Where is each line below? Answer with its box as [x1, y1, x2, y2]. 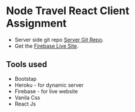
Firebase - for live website [14, 87, 78, 95]
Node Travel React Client [6, 4, 130, 18]
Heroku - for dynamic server [14, 81, 84, 88]
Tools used [6, 60, 48, 70]
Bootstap [14, 75, 37, 82]
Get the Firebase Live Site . [14, 42, 79, 50]
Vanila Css [14, 94, 41, 101]
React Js [14, 100, 36, 107]
